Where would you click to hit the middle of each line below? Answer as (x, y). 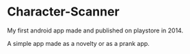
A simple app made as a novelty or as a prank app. (79, 43)
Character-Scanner (63, 12)
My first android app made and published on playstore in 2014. (95, 30)
